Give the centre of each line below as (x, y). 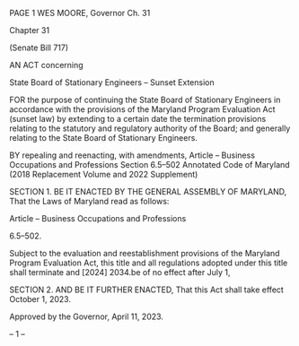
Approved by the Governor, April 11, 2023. (87, 316)
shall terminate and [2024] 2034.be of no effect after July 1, (120, 272)
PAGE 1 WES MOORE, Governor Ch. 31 (80, 13)
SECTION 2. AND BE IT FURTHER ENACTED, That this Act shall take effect (147, 290)
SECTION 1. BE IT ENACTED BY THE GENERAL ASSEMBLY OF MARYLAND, (148, 191)
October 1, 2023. (40, 299)
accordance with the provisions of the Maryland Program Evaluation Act (142, 109)
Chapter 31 (30, 30)
